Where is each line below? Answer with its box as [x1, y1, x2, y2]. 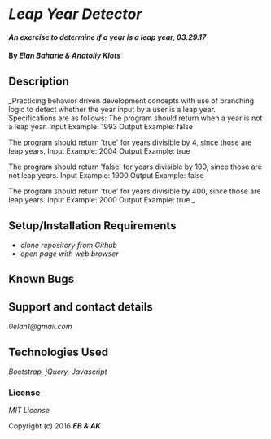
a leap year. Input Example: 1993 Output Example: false [8, 122, 194, 132]
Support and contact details [8, 300, 153, 314]
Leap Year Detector [8, 5, 142, 24]
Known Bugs [8, 272, 75, 286]
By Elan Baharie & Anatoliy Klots [8, 50, 121, 61]
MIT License [8, 406, 50, 415]
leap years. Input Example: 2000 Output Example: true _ [8, 195, 195, 205]
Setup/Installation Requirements [8, 219, 177, 233]
